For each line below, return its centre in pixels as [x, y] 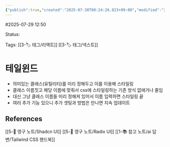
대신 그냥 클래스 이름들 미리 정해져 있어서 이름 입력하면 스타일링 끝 [78, 96]
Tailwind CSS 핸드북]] [33, 139]
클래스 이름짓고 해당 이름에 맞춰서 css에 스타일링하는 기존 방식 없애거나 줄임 [88, 90]
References [24, 119]
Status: [13, 34]
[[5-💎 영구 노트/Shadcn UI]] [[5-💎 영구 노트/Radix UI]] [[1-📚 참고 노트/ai [78, 132]
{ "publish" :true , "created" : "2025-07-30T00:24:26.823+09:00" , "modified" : [83, 10]
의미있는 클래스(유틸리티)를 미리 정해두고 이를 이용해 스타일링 [73, 84]
